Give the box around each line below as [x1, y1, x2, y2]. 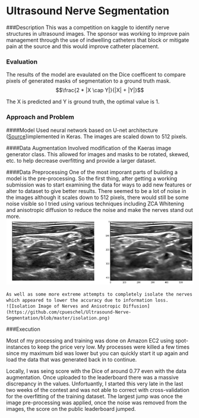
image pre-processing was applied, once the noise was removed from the [6, 399, 187, 406]
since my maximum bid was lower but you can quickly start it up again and [6, 350, 189, 357]
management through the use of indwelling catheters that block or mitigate [6, 36, 189, 43]
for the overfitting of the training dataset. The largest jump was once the [6, 393, 183, 400]
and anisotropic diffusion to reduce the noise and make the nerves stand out [6, 206, 193, 213]
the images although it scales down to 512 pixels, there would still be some [6, 194, 189, 201]
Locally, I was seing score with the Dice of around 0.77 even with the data [6, 368, 187, 375]
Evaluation [6, 58, 37, 66]
